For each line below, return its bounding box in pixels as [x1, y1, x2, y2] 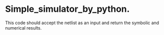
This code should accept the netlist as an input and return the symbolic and [5, 20, 160, 26]
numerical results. [5, 25, 42, 31]
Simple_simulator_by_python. [5, 3, 130, 15]
